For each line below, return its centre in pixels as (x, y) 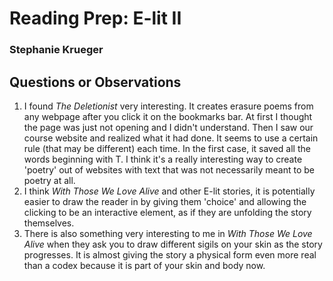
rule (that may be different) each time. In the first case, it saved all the (167, 148)
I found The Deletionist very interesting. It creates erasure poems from (168, 106)
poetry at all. (49, 180)
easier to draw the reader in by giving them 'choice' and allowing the (165, 201)
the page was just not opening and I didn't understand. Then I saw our (168, 127)
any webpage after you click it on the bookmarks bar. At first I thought (168, 116)
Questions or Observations (95, 82)
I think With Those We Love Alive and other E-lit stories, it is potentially (169, 191)
